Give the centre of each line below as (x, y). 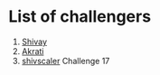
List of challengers (80, 17)
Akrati (33, 51)
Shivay (34, 42)
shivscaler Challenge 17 (66, 61)
